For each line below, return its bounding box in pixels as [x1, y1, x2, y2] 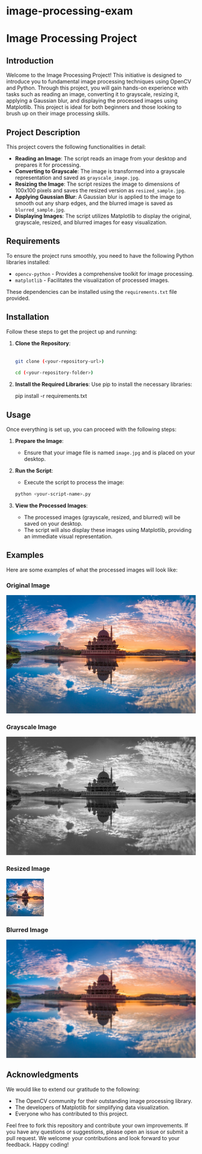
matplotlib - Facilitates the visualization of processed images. [14, 276, 170, 284]
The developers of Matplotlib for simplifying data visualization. [14, 1104, 170, 1111]
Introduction [6, 55, 54, 66]
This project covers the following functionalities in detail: [6, 143, 146, 150]
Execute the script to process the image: [23, 479, 124, 486]
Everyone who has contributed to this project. [14, 1110, 128, 1117]
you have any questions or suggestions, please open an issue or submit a [6, 1128, 188, 1135]
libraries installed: [6, 258, 50, 266]
